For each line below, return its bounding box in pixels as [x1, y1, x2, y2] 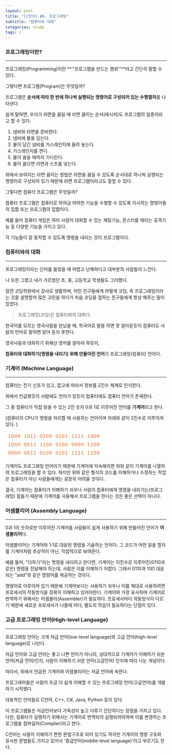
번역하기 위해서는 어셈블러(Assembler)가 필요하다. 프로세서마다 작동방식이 [5, 595, 155, 602]
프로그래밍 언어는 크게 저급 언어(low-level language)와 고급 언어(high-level [5, 633, 157, 640]
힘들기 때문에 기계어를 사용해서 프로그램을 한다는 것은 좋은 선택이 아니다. [16, 493, 161, 500]
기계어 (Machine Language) [5, 365, 74, 372]
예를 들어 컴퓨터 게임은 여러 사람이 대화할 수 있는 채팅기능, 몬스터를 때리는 [5, 217, 153, 223]
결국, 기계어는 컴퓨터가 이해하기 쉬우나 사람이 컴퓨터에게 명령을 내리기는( [5, 487, 150, 493]
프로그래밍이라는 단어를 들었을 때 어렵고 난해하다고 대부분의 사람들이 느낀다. [5, 266, 157, 272]
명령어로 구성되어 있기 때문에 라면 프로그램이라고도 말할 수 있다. [5, 178, 133, 184]
